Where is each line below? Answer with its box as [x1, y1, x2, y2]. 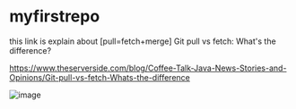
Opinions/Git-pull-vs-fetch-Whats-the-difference [9, 71, 190, 82]
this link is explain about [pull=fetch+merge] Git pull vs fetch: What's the [9, 36, 276, 46]
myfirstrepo [9, 6, 100, 27]
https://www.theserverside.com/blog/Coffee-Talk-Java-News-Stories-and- [9, 63, 287, 73]
